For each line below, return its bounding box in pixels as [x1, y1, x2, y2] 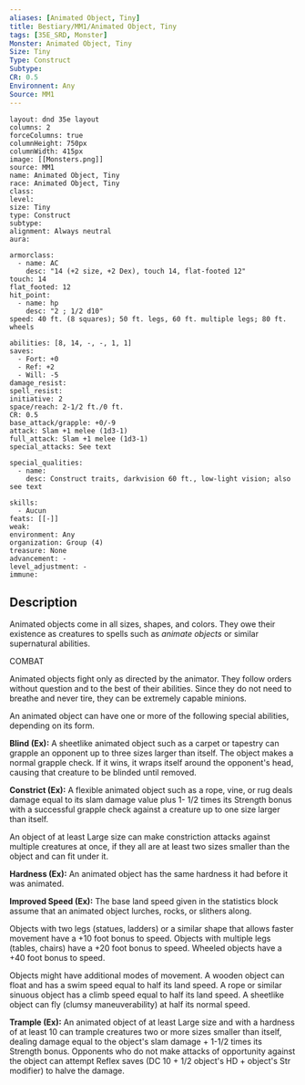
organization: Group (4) [9, 537, 104, 548]
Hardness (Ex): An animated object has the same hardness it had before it [9, 869, 289, 880]
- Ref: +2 [17, 362, 55, 371]
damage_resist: [9, 378, 67, 388]
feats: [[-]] [9, 514, 59, 523]
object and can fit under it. [9, 850, 109, 862]
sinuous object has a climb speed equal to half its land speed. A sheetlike [9, 989, 285, 1000]
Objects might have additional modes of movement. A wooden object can [9, 970, 285, 981]
